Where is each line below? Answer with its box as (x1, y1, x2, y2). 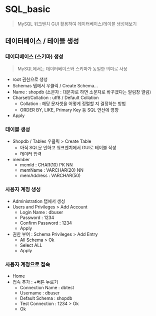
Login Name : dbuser (19, 209, 63, 216)
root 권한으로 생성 (12, 76, 48, 82)
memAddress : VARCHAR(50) (19, 172, 81, 178)
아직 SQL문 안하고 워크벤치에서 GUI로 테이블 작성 (19, 144, 116, 150)
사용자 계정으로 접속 (5, 261, 50, 268)
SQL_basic (5, 4, 51, 15)
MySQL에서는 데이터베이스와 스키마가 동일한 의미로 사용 (17, 65, 128, 71)
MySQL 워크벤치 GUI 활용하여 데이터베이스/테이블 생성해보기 (17, 21, 137, 27)
